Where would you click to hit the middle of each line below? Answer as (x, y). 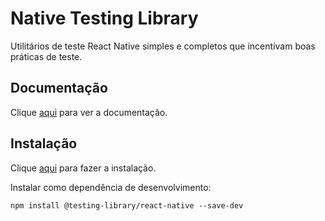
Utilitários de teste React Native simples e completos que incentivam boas (163, 46)
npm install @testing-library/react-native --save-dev (127, 205)
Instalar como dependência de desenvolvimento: (111, 187)
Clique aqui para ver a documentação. (89, 112)
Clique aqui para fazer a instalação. (83, 168)
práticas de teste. (46, 56)
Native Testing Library (104, 18)
